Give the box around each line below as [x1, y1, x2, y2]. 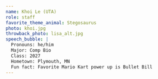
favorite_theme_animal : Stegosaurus [5, 20, 97, 26]
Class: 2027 [11, 53, 41, 59]
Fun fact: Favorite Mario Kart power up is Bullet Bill [11, 64, 153, 70]
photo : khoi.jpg [5, 25, 46, 31]
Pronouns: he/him [11, 42, 54, 48]
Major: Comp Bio [11, 48, 51, 53]
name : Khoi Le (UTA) [5, 8, 57, 15]
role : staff [5, 14, 35, 20]
